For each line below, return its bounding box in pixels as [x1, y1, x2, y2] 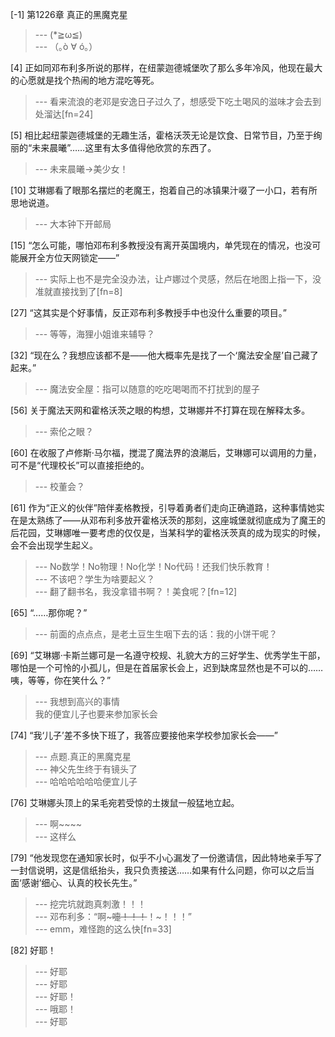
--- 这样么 [34, 831, 77, 842]
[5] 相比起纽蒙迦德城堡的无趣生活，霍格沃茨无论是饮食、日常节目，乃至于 [10, 129, 314, 141]
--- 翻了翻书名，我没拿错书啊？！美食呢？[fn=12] [34, 586, 238, 597]
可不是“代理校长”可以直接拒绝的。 [10, 459, 150, 471]
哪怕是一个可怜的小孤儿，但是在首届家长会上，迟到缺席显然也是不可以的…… [10, 662, 324, 673]
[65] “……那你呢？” [10, 607, 88, 618]
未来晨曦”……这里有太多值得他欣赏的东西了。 [31, 142, 217, 153]
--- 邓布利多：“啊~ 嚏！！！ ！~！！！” [34, 911, 192, 922]
